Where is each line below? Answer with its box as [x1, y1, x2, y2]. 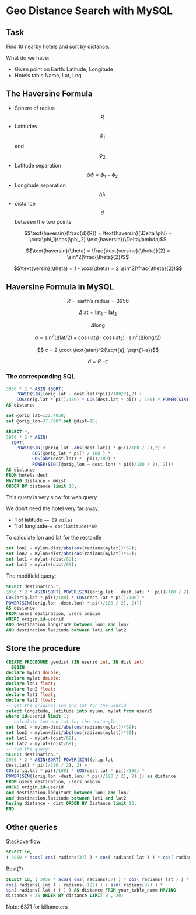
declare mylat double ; [6, 675, 61, 681]
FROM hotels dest [6, 472, 48, 478]
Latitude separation [14, 162, 61, 169]
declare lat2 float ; [6, 697, 57, 703]
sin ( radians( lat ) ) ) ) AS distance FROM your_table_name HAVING [6, 887, 176, 893]
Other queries [6, 822, 58, 832]
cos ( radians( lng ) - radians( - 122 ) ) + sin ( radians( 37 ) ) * [6, 882, 163, 888]
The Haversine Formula [6, 89, 93, 99]
